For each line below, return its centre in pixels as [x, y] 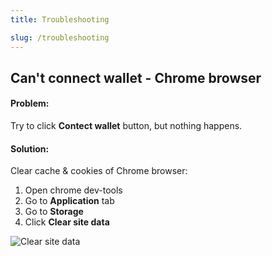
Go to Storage [54, 212]
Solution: [30, 148]
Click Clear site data [67, 222]
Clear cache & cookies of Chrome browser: [99, 171]
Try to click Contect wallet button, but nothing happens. [126, 126]
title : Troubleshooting [60, 19]
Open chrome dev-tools [73, 190]
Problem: [30, 103]
